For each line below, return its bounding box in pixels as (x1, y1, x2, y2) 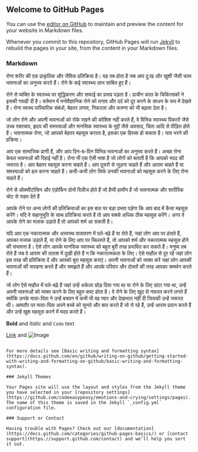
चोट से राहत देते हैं (6, 193, 40, 200)
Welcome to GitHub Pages (6, 5, 104, 15)
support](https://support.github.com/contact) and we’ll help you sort (6, 436, 186, 442)
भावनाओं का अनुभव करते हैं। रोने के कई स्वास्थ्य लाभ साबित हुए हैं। (6, 79, 131, 86)
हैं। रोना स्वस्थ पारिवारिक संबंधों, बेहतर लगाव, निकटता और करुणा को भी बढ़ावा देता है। (6, 105, 167, 112)
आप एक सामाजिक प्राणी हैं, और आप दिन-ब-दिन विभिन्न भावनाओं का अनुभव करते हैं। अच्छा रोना (6, 148, 181, 155)
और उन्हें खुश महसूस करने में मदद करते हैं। (6, 308, 87, 316)
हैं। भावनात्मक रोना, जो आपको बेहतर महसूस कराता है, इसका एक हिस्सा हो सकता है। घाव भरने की (6, 129, 189, 136)
